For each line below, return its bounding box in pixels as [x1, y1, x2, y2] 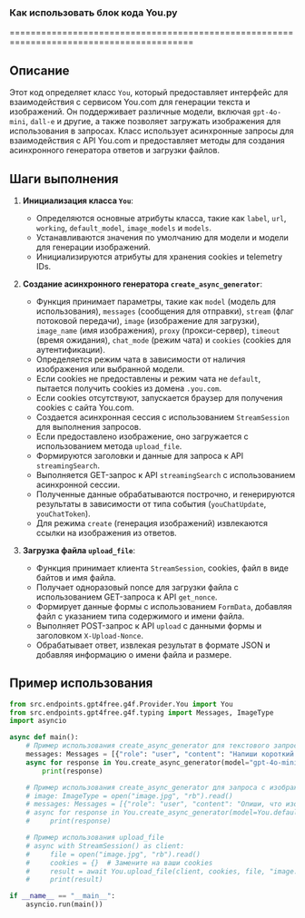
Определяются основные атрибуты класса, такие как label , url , [35, 212, 287, 223]
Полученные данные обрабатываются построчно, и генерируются [35, 488, 295, 500]
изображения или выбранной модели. [35, 363, 185, 374]
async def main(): [9, 733, 79, 742]
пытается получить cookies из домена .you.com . [35, 383, 222, 394]
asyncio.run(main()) [25, 900, 103, 909]
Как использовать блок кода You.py [9, 6, 178, 19]
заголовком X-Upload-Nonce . [35, 630, 143, 640]
